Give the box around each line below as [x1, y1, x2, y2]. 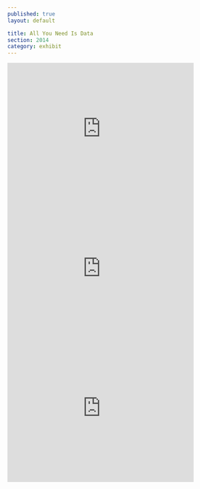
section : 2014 [7, 36, 50, 43]
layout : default [7, 17, 55, 24]
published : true [7, 10, 55, 18]
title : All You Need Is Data [7, 30, 94, 37]
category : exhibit [7, 43, 62, 50]
